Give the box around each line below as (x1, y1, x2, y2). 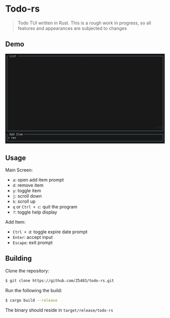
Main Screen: (5, 167, 33, 173)
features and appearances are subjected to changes (17, 25, 127, 31)
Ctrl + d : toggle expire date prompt (12, 229, 88, 235)
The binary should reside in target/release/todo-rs (5, 307, 113, 313)
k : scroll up (12, 198, 36, 204)
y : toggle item (12, 188, 41, 194)
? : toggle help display (12, 209, 57, 216)
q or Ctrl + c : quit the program (12, 204, 77, 210)
